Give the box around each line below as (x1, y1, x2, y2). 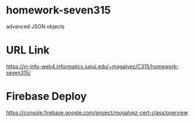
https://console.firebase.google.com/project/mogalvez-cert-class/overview (6, 109, 188, 116)
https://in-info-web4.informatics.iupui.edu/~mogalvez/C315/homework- (6, 63, 179, 70)
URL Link (6, 43, 50, 57)
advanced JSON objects (6, 23, 65, 30)
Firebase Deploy (6, 90, 87, 103)
